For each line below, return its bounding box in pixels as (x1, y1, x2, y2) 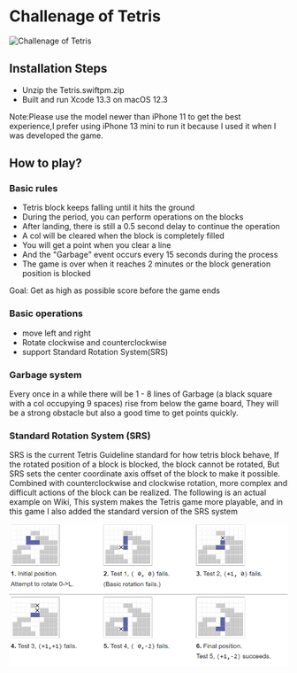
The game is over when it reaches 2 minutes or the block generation (21, 259, 271, 269)
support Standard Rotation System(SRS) (21, 346, 169, 357)
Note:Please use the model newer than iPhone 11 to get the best (9, 111, 241, 121)
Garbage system (9, 368, 82, 381)
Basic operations (9, 307, 84, 320)
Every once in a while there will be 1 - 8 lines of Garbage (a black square (9, 389, 273, 399)
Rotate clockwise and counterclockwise (21, 336, 167, 347)
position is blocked (21, 268, 91, 279)
